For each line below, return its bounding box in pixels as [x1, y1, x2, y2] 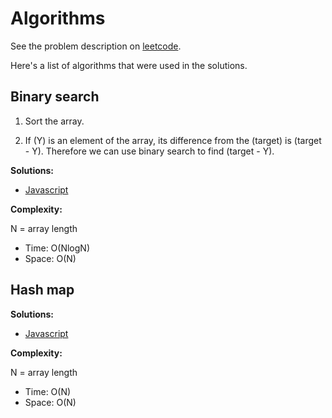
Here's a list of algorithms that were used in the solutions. [10, 59, 248, 71]
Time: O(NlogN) [24, 242, 91, 254]
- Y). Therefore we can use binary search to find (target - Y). [24, 145, 275, 157]
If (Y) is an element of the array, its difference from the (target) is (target [24, 134, 322, 146]
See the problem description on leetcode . [10, 40, 182, 52]
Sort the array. [24, 115, 85, 127]
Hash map [10, 282, 75, 299]
